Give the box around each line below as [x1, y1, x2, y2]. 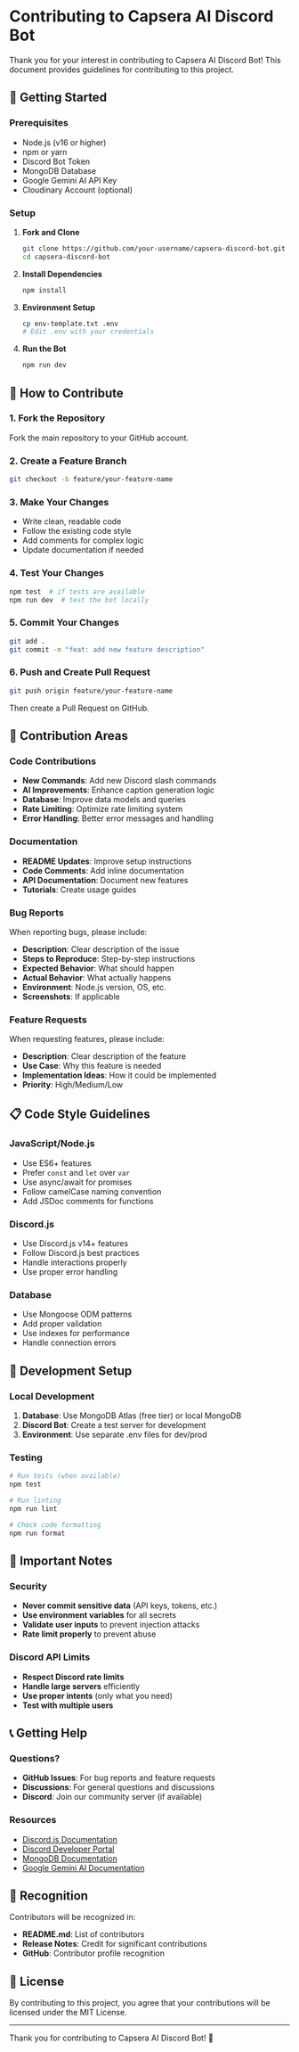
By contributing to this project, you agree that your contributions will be [9, 1998, 271, 2008]
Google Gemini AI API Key [21, 175, 117, 185]
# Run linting [9, 1496, 62, 1506]
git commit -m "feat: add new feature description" [9, 644, 205, 654]
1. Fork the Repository [9, 412, 106, 424]
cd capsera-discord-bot [21, 252, 111, 261]
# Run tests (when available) [9, 1472, 122, 1481]
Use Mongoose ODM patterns [21, 1309, 133, 1320]
